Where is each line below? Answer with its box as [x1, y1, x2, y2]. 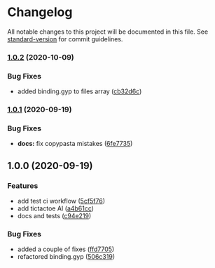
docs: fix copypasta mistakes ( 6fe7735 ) [17, 140, 133, 148]
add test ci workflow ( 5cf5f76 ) [17, 197, 106, 206]
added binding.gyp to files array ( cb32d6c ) [17, 87, 142, 95]
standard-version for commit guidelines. [7, 34, 123, 43]
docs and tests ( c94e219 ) [17, 212, 92, 220]
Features [7, 180, 39, 190]
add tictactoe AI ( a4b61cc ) [17, 204, 95, 213]
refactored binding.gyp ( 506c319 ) [17, 253, 116, 261]
